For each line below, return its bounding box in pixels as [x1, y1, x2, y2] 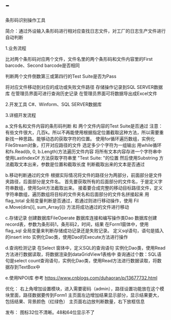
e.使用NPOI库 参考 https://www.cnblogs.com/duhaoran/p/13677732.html [5, 275, 158, 281]
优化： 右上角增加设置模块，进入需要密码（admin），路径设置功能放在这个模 [5, 285, 164, 291]
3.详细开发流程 [5, 112, 37, 118]
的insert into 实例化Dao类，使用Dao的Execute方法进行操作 [5, 234, 128, 240]
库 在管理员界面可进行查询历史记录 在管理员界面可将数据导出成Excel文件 [5, 90, 158, 96]
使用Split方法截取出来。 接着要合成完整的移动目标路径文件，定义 [27, 185, 163, 191]
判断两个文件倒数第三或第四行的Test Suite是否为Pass [5, 73, 117, 79]
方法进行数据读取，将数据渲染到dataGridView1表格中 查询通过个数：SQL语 [5, 251, 162, 257]
